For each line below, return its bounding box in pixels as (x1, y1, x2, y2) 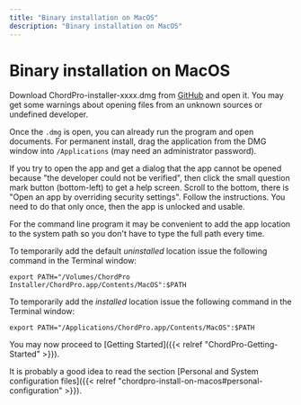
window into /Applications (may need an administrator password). (9, 146, 257, 157)
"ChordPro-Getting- (204, 339, 279, 350)
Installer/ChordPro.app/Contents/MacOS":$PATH (9, 281, 187, 290)
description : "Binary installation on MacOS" (9, 22, 182, 31)
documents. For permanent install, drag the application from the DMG (9, 136, 267, 147)
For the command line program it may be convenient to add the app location (9, 219, 291, 229)
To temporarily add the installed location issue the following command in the (9, 296, 292, 307)
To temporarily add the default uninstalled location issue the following (9, 246, 268, 256)
